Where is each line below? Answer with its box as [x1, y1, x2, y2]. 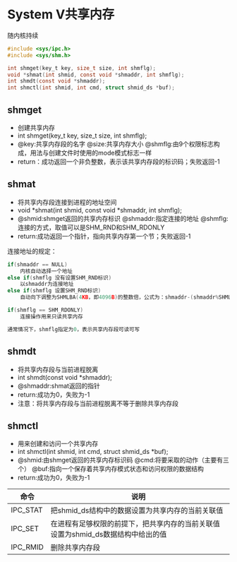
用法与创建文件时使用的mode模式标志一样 [30, 149, 152, 157]
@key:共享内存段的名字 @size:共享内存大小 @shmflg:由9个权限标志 [17, 140, 214, 148]
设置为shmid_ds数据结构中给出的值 [50, 530, 167, 539]
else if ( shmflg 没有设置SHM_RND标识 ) [7, 274, 112, 281]
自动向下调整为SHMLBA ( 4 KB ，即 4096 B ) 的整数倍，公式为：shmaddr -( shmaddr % [20, 294, 219, 301]
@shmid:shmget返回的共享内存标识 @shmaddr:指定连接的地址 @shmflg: [17, 214, 229, 222]
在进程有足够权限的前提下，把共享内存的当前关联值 [50, 519, 221, 529]
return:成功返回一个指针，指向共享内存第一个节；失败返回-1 [17, 232, 191, 240]
